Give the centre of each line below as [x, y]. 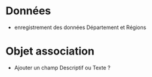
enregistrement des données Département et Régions [80, 27]
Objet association [50, 51]
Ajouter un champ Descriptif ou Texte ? [62, 68]
